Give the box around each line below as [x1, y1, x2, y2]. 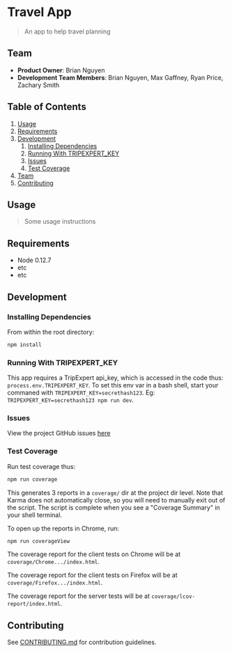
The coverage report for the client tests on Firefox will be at [7, 571, 178, 579]
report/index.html [7, 601, 61, 608]
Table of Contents [7, 101, 87, 113]
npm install [7, 341, 42, 348]
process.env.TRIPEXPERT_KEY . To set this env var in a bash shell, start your [7, 381, 219, 390]
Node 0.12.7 [17, 256, 52, 265]
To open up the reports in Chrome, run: [7, 524, 120, 532]
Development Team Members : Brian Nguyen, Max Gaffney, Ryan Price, [17, 73, 224, 82]
